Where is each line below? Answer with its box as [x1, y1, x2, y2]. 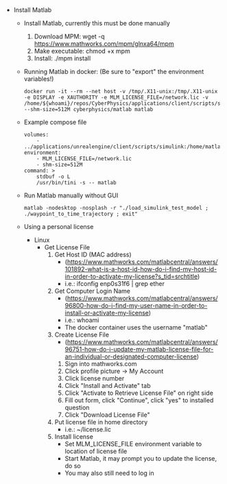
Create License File [54, 330, 110, 339]
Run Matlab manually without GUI [23, 191, 119, 199]
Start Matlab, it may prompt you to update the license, [64, 455, 217, 462]
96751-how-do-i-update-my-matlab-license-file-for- [64, 346, 214, 353]
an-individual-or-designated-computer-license [64, 352, 198, 361]
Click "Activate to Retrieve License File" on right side [64, 389, 214, 397]
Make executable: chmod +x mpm [34, 47, 130, 55]
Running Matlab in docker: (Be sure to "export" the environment [23, 68, 204, 75]
